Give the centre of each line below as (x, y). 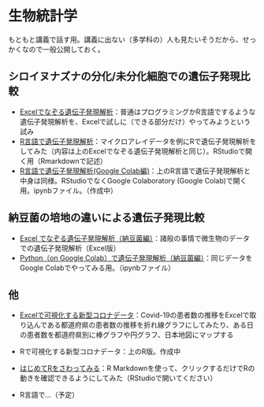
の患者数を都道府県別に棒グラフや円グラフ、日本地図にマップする (126, 335)
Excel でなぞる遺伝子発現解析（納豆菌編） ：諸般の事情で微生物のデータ (135, 238)
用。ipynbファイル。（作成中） (69, 191)
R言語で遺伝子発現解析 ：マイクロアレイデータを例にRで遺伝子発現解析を (138, 141)
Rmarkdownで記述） (74, 161)
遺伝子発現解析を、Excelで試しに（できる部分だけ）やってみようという (135, 121)
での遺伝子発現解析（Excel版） (70, 248)
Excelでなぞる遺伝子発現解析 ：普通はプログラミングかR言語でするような (138, 112)
